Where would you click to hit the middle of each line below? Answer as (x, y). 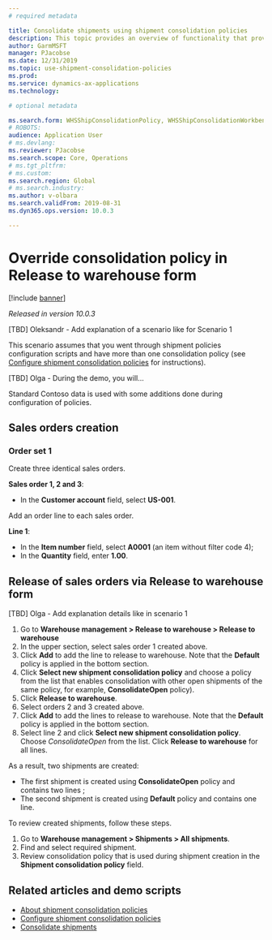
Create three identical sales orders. (67, 468)
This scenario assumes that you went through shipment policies (115, 345)
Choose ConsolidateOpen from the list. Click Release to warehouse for (139, 742)
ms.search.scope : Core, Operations (68, 158)
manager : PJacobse (39, 54)
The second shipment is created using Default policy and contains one (138, 799)
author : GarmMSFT (38, 45)
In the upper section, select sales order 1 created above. (114, 647)
